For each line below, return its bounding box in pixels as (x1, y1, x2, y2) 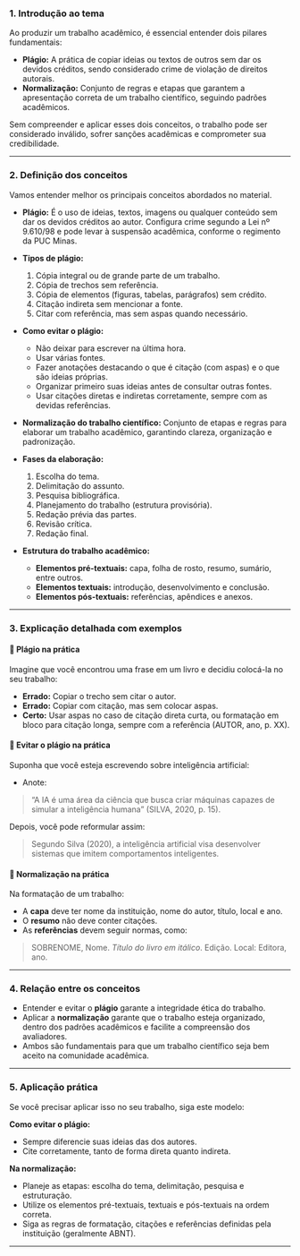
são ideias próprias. (35, 371, 109, 382)
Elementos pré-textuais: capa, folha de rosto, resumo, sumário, (35, 562, 272, 573)
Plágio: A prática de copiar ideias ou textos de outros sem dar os (21, 55, 262, 65)
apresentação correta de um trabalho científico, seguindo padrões (21, 92, 267, 103)
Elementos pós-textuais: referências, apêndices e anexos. (35, 591, 253, 602)
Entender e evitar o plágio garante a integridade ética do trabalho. (21, 1003, 266, 1013)
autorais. (21, 73, 55, 84)
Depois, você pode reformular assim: (9, 821, 146, 832)
